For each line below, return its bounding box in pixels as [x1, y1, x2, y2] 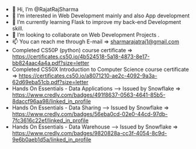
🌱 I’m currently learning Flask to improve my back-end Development [11, 19, 182, 25]
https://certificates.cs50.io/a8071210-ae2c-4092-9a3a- [19, 72, 158, 79]
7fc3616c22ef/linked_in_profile [11, 117, 89, 124]
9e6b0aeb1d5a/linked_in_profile [11, 136, 92, 143]
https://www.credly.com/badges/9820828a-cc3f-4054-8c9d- [11, 130, 167, 136]
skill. [11, 25, 24, 32]
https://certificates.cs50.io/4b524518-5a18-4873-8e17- [11, 53, 150, 60]
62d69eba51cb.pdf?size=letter [11, 79, 89, 85]
